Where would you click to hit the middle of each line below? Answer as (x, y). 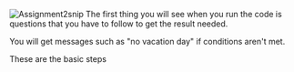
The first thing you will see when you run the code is (184, 14)
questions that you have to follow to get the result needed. (119, 24)
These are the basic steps (58, 59)
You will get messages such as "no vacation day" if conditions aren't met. (147, 41)
